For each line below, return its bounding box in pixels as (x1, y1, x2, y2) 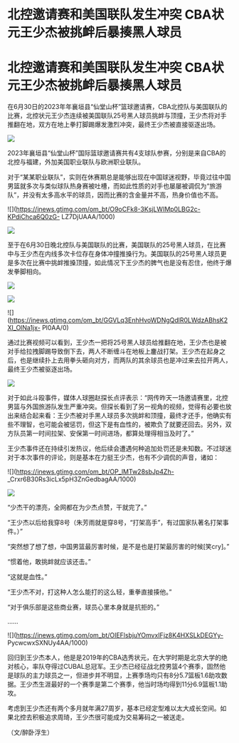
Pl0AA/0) (41, 324, 69, 332)
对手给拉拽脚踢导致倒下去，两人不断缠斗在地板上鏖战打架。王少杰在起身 (7, 347, 219, 356)
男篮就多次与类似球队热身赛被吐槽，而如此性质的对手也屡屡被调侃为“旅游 (7, 182, 223, 190)
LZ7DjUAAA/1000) (61, 212, 115, 221)
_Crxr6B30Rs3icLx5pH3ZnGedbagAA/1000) (7, 475, 137, 483)
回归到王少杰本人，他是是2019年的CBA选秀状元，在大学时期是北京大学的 (7, 653, 222, 662)
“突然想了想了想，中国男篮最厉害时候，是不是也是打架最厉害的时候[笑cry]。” (7, 543, 230, 551)
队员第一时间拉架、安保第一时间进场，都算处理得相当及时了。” (13, 429, 194, 438)
